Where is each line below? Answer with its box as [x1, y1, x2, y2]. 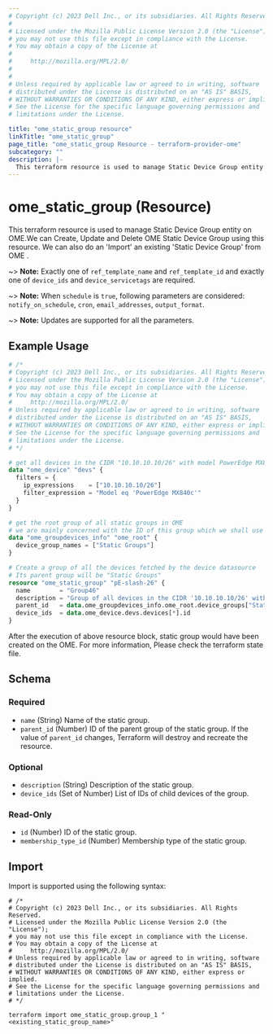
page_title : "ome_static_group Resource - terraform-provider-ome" [8, 140, 242, 148]
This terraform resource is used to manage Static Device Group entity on [8, 225, 252, 234]
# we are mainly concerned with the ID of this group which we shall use [8, 526, 264, 534]
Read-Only [8, 808, 53, 820]
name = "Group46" [15, 586, 100, 594]
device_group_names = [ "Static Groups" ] [15, 541, 154, 550]
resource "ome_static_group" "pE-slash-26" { [8, 579, 165, 587]
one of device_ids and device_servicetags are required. [8, 275, 196, 285]
